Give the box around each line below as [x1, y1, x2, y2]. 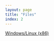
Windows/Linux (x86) [5, 30, 49, 36]
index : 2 [5, 16, 23, 21]
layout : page [5, 7, 32, 12]
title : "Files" [5, 12, 37, 17]
